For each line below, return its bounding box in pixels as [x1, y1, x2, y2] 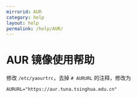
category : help [6, 14, 45, 20]
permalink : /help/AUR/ [6, 25, 63, 32]
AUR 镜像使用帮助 [6, 54, 95, 67]
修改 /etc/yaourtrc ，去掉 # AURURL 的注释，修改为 [6, 75, 132, 82]
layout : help [6, 20, 39, 26]
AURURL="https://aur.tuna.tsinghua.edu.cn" [6, 87, 118, 93]
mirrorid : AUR [6, 8, 42, 15]
